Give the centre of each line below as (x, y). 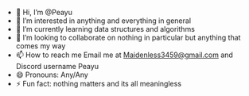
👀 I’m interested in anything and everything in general (103, 21)
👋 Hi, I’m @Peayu (44, 12)
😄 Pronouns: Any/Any (52, 75)
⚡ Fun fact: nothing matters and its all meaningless (98, 84)
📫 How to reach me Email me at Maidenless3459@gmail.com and (124, 55)
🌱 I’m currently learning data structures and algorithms (105, 29)
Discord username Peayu (57, 66)
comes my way (41, 46)
